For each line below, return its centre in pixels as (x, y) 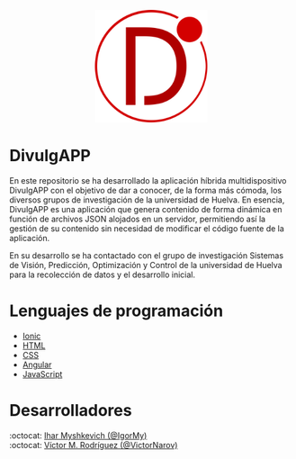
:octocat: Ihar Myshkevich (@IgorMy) (78, 435)
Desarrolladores (71, 411)
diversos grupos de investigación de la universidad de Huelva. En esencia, (147, 200)
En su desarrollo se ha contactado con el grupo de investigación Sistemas (147, 255)
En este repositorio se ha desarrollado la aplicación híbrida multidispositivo (148, 180)
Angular (37, 364)
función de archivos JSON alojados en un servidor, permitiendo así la (138, 219)
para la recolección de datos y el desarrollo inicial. (103, 274)
